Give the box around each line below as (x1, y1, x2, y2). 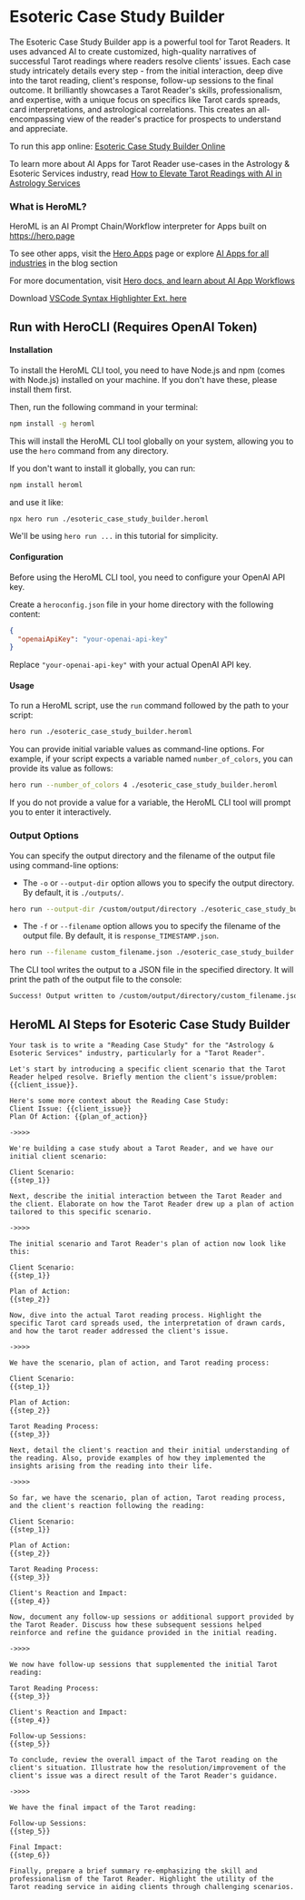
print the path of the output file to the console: (9, 974, 182, 985)
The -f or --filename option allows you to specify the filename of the (22, 921, 281, 932)
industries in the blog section (9, 258, 118, 269)
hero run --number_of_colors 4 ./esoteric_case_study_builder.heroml (9, 780, 279, 790)
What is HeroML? (9, 200, 87, 212)
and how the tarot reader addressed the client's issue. (9, 1327, 230, 1336)
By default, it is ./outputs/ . (22, 886, 124, 897)
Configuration (9, 552, 64, 563)
